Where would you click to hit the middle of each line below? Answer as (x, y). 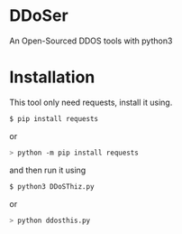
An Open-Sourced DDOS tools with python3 (91, 41)
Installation (52, 77)
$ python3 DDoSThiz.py (52, 186)
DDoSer (39, 16)
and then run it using (48, 170)
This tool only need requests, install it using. (91, 102)
